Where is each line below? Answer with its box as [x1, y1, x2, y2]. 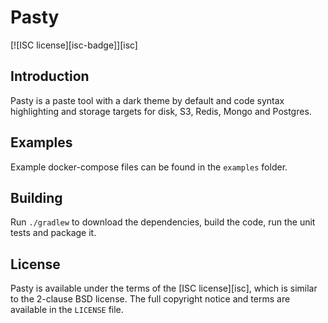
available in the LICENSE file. [10, 304, 124, 316]
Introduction [10, 68, 90, 85]
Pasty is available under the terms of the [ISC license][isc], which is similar [10, 282, 318, 295]
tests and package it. [10, 227, 97, 239]
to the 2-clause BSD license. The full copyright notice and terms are [10, 293, 291, 305]
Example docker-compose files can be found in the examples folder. [10, 161, 288, 173]
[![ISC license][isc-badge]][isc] [10, 39, 138, 51]
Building [10, 189, 63, 206]
